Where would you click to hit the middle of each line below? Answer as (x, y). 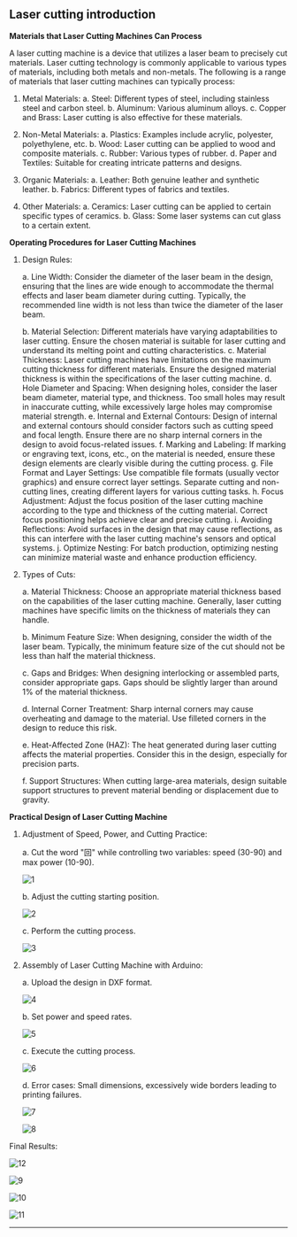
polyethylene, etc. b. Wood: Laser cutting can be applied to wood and (148, 143)
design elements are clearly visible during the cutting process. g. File (148, 463)
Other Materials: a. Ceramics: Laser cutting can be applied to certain (146, 206)
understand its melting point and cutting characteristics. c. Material (144, 350)
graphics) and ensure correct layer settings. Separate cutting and (141, 482)
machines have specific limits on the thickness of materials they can (146, 610)
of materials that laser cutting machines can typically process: (122, 81)
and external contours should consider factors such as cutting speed (148, 425)
